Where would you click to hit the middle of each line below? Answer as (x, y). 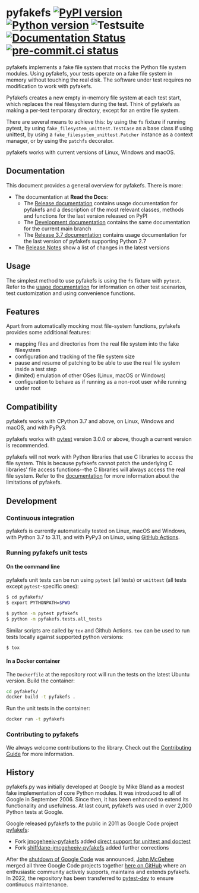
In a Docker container (33, 661)
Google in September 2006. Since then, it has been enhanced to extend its (97, 800)
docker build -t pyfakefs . (41, 697)
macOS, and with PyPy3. (37, 428)
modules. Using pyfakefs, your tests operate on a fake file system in (89, 73)
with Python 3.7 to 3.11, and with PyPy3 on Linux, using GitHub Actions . (93, 537)
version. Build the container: (41, 681)
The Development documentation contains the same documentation (107, 222)
